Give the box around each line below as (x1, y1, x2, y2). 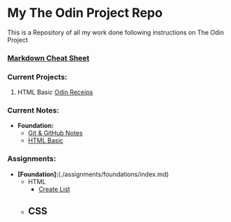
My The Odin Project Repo (7, 5, 163, 21)
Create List (38, 185, 70, 193)
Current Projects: (7, 72, 68, 81)
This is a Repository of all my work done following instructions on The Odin (7, 28, 225, 37)
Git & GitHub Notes (27, 129, 83, 138)
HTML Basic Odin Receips (17, 88, 93, 96)
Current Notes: (7, 105, 60, 115)
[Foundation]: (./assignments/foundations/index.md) (17, 170, 169, 178)
